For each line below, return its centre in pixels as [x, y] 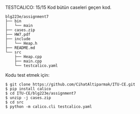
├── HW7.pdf [18, 35]
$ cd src [15, 102]
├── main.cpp [28, 61]
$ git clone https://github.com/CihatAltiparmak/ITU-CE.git [71, 84]
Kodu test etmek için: [27, 75]
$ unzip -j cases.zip [28, 98]
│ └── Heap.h [21, 43]
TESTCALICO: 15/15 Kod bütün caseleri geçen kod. [59, 7]
